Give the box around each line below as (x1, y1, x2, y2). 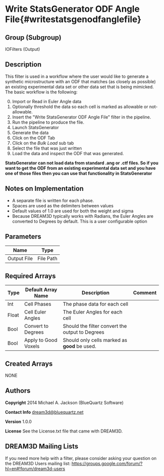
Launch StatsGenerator (12, 124, 59, 130)
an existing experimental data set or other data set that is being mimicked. (5, 84, 154, 90)
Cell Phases (24, 301, 51, 308)
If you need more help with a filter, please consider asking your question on (5, 455, 157, 461)
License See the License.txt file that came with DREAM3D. (5, 428, 123, 434)
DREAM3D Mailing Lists (5, 442, 79, 451)
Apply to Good (24, 337, 58, 343)
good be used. (62, 343, 97, 350)
